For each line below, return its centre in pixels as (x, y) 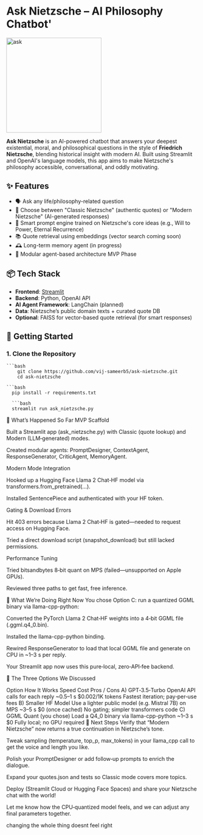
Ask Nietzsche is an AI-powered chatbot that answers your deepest (92, 141)
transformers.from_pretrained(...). (49, 487)
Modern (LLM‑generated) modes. (48, 438)
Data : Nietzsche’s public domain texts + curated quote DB (88, 311)
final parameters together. (39, 814)
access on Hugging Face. (38, 528)
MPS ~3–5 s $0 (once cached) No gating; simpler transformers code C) (96, 710)
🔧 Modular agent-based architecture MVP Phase (76, 254)
